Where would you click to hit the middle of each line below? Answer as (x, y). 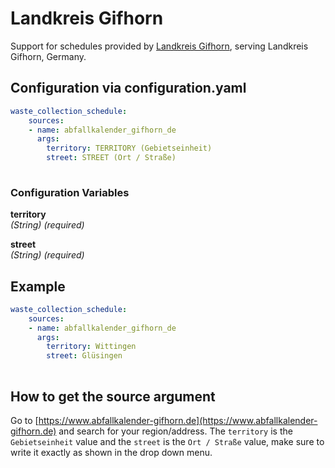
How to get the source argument (113, 396)
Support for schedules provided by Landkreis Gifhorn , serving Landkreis (159, 46)
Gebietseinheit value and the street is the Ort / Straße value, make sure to (167, 441)
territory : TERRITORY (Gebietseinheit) (129, 148)
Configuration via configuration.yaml (128, 88)
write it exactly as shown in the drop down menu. (111, 452)
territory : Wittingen (91, 347)
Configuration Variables (70, 192)
